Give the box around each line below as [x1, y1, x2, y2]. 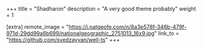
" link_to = [154, 30, 180, 37]
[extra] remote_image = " [6, 24, 69, 30]
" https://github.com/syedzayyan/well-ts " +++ [6, 36, 120, 43]
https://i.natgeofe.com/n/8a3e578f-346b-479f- [68, 24, 187, 30]
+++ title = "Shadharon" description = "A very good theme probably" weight [6, 5, 197, 12]
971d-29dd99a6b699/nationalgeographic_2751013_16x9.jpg [6, 30, 155, 37]
